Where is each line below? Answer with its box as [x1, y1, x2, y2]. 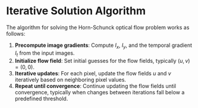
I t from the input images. [14, 49, 75, 58]
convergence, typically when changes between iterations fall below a [14, 88, 185, 96]
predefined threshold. [14, 95, 68, 102]
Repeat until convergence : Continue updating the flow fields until [14, 82, 177, 90]
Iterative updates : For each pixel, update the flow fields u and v [14, 69, 171, 77]
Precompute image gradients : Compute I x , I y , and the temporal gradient [14, 42, 192, 50]
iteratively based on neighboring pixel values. [14, 76, 127, 83]
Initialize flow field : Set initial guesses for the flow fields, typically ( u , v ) [14, 57, 190, 64]
